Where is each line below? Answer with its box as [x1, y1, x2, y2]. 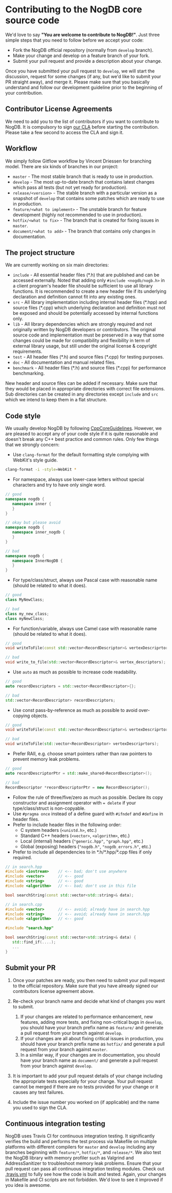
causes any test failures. [12, 1089, 64, 1095]
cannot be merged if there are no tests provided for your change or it [12, 1083, 159, 1090]
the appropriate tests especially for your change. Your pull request [12, 1078, 153, 1084]
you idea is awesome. [5, 1182, 51, 1188]
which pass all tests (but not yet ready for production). [12, 184, 128, 190]
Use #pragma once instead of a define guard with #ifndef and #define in [12, 810, 164, 816]
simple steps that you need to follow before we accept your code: [5, 37, 144, 43]
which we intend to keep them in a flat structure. [5, 397, 107, 403]
